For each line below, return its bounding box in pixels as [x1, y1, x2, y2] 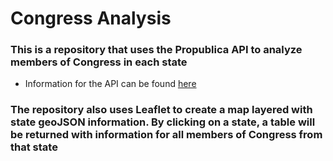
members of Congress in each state [10, 55, 188, 69]
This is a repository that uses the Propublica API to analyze [10, 43, 303, 57]
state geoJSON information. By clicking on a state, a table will [10, 115, 316, 129]
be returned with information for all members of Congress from [10, 128, 323, 142]
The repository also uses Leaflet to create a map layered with [10, 103, 313, 117]
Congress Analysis [10, 7, 172, 30]
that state [10, 140, 58, 154]
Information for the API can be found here [24, 78, 197, 90]
